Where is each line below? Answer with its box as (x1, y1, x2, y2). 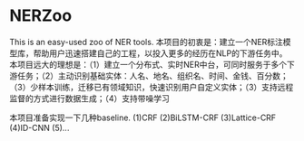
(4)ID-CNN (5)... (9, 122, 70, 133)
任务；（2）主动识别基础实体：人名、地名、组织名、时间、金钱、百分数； (16, 70, 289, 81)
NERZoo (9, 5, 73, 26)
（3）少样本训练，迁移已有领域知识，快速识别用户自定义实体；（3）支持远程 (9, 81, 294, 92)
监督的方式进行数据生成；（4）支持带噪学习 (9, 92, 171, 104)
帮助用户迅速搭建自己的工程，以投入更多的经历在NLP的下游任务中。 (33, 47, 288, 59)
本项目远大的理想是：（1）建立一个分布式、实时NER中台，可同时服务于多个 (9, 59, 288, 70)
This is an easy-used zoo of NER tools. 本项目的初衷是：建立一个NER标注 (9, 36, 284, 47)
